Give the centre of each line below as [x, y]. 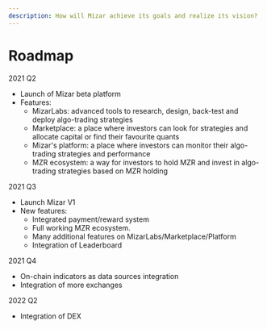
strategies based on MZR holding [113, 171]
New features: [44, 210]
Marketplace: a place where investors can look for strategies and [140, 128]
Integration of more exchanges [71, 285]
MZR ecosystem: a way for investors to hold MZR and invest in [136, 162]
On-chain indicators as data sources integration [99, 276]
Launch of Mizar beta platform [70, 94]
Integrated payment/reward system [90, 219]
